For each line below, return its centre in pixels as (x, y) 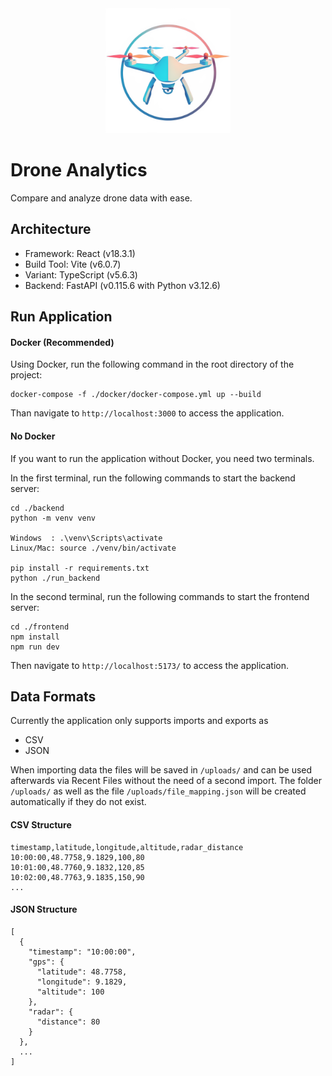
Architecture (51, 229)
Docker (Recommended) (62, 342)
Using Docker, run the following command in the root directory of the (152, 364)
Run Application (61, 317)
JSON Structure (44, 909)
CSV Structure (41, 824)
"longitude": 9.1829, (82, 982)
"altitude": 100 (70, 992)
